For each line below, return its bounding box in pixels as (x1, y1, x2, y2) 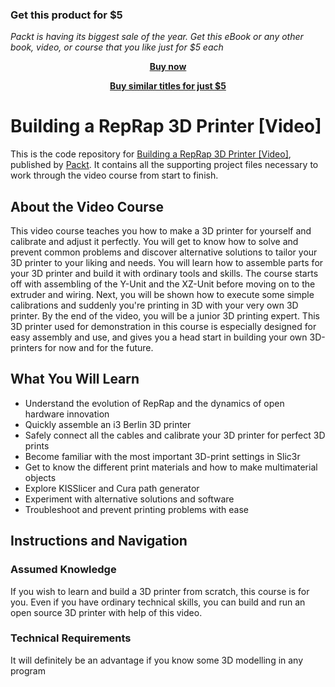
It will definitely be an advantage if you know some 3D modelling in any (10, 654, 304, 666)
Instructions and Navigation (10, 533, 188, 550)
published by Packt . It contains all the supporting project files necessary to (10, 159, 319, 171)
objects (24, 471, 57, 483)
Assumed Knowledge (10, 563, 117, 577)
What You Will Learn (10, 371, 140, 388)
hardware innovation (24, 408, 110, 420)
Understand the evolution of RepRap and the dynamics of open (24, 397, 285, 409)
